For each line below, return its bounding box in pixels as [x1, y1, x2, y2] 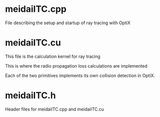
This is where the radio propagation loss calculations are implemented [5, 63, 148, 69]
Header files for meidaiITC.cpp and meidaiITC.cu [5, 106, 104, 112]
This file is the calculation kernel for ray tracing [5, 53, 101, 59]
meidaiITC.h [5, 90, 56, 101]
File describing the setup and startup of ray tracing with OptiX [5, 20, 130, 26]
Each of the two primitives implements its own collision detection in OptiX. [5, 73, 155, 78]
